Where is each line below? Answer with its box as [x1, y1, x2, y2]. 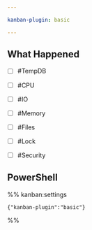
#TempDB [17, 67, 47, 76]
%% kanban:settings [7, 190, 68, 199]
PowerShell [7, 172, 58, 184]
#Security [17, 151, 46, 159]
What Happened [7, 48, 80, 60]
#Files [17, 123, 36, 131]
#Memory [17, 109, 46, 117]
